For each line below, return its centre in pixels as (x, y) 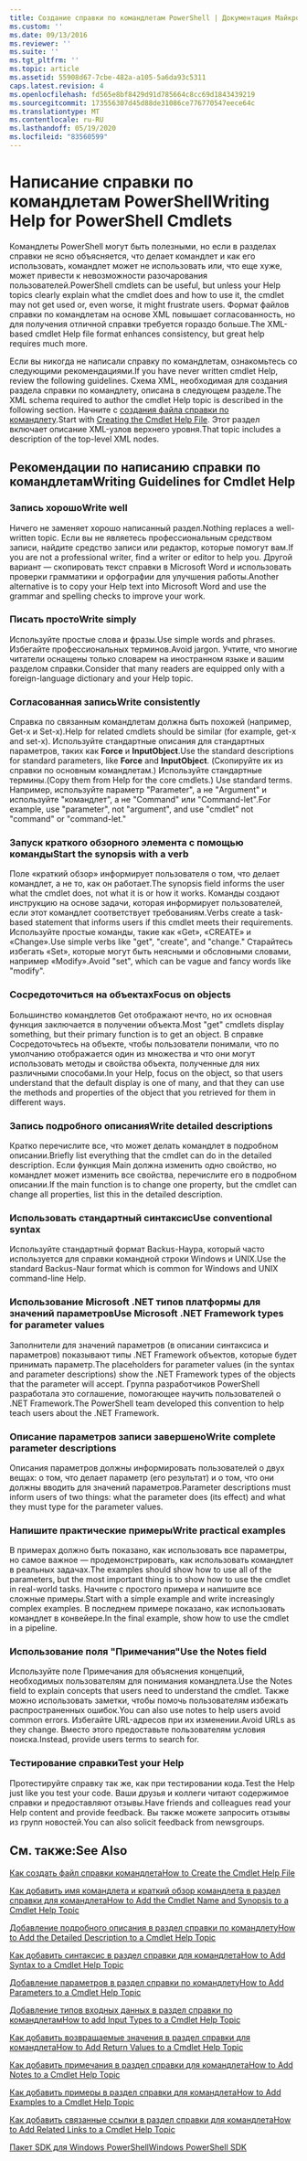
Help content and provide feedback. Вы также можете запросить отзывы (150, 1812)
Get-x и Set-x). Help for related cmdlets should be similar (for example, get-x (153, 731)
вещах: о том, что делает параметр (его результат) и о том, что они (142, 1477)
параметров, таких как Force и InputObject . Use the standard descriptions (152, 751)
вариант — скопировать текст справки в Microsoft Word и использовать (151, 567)
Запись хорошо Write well (69, 508)
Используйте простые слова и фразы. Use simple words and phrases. (143, 639)
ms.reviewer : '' (40, 43)
